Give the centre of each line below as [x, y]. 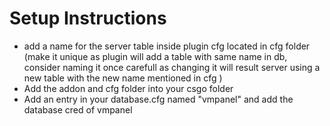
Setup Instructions [88, 18]
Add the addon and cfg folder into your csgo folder [128, 88]
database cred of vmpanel [78, 109]
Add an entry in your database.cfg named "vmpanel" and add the [158, 99]
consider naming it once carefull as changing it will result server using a [172, 67]
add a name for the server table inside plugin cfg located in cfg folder [167, 46]
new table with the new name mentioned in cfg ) [123, 78]
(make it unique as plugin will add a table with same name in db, [155, 56]
